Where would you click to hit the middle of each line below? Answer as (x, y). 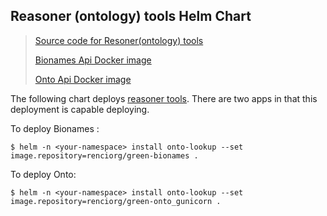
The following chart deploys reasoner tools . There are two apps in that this (164, 98)
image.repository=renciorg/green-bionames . (104, 155)
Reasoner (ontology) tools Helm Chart (131, 16)
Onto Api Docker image (83, 79)
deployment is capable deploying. (80, 109)
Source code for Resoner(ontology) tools (119, 40)
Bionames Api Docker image (93, 60)
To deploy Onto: (43, 174)
